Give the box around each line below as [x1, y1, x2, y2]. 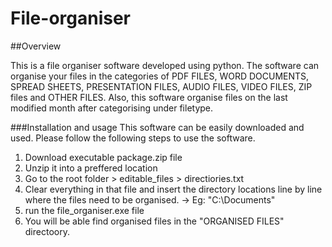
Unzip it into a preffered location [24, 162, 158, 174]
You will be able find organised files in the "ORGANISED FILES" [24, 215, 285, 227]
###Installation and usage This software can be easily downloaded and [10, 121, 305, 133]
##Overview [10, 40, 62, 52]
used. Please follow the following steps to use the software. [10, 132, 256, 144]
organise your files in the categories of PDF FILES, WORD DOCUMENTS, [10, 70, 310, 82]
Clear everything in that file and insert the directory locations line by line [24, 183, 323, 195]
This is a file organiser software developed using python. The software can [10, 59, 320, 71]
